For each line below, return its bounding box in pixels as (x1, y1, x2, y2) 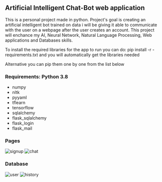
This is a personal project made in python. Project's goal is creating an (5, 16, 146, 22)
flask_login (12, 121, 34, 126)
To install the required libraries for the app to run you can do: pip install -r (5, 46, 152, 52)
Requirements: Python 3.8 (5, 73, 68, 80)
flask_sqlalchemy (12, 115, 47, 121)
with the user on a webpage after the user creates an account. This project (5, 27, 155, 33)
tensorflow (12, 105, 34, 111)
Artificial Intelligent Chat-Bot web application (5, 4, 145, 12)
